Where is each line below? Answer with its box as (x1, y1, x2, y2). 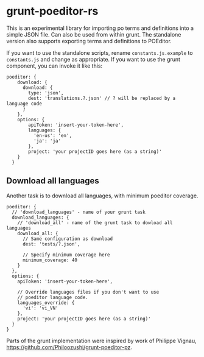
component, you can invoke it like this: (6, 62, 103, 69)
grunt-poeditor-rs (6, 4, 99, 18)
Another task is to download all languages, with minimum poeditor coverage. (6, 192, 199, 199)
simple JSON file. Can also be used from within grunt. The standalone (6, 30, 181, 38)
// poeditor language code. (17, 294, 88, 300)
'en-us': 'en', (33, 132, 72, 138)
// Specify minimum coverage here (22, 252, 111, 258)
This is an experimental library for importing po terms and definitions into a (6, 24, 194, 32)
